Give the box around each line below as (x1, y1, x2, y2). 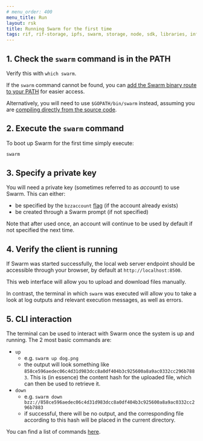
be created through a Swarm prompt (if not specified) (14, 208, 149, 216)
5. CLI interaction (6, 314, 72, 324)
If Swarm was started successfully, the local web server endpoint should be (6, 260, 195, 268)
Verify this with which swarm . (6, 69, 77, 77)
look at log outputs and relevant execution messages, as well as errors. (6, 297, 183, 304)
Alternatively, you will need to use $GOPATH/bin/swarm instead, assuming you (6, 99, 195, 106)
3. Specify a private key (6, 168, 97, 178)
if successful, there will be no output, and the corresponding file (24, 410, 184, 417)
